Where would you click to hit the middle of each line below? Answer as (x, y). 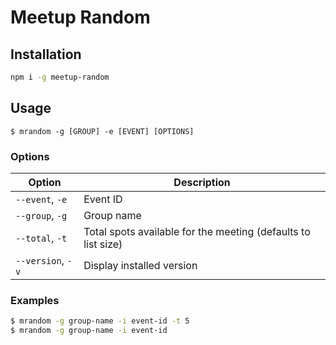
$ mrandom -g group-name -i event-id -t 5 (100, 321)
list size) (103, 244)
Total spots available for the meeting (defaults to (197, 231)
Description (202, 182)
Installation (46, 54)
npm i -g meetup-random (60, 77)
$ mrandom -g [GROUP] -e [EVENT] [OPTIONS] (102, 131)
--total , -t (41, 238)
